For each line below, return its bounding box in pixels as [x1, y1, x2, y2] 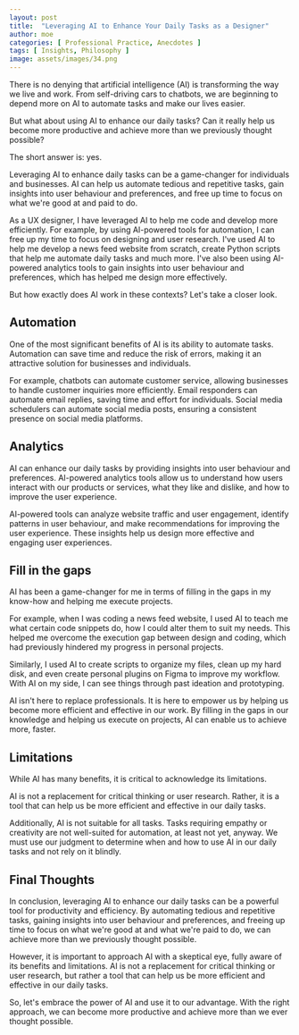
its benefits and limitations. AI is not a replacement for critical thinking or [9, 961, 276, 972]
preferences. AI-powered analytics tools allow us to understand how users [9, 472, 284, 483]
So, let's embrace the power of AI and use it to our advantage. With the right [9, 997, 290, 1008]
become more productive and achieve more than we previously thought [9, 125, 272, 135]
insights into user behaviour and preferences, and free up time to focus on [9, 189, 283, 198]
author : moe [9, 29, 54, 38]
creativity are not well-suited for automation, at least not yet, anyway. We [9, 828, 278, 838]
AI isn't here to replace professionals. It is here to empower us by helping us [9, 695, 289, 706]
